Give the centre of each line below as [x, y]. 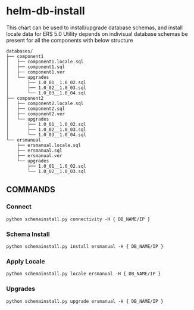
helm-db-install [46, 11]
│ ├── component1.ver [36, 72]
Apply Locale [26, 261]
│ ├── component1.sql [36, 67]
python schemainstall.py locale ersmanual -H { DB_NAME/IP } [84, 274]
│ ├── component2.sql [36, 109]
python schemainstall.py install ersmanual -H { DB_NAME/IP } [85, 246]
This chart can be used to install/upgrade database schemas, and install [95, 27]
